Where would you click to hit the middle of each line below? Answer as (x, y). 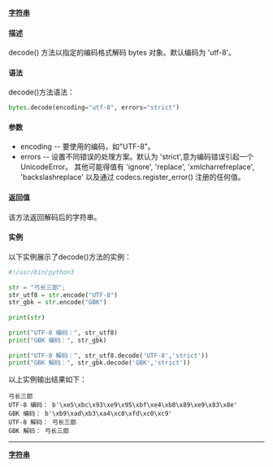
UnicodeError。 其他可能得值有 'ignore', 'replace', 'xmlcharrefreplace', (137, 167)
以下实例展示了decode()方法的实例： (70, 256)
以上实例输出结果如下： (48, 380)
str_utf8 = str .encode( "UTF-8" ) (63, 295)
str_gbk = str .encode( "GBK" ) (58, 303)
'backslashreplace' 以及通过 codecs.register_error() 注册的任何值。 (132, 177)
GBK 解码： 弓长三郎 (39, 431)
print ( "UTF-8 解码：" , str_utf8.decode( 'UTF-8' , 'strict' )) (108, 356)
